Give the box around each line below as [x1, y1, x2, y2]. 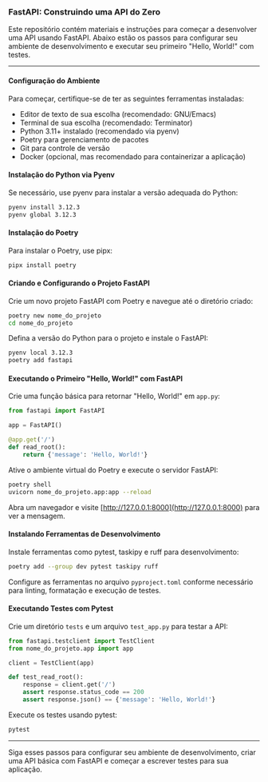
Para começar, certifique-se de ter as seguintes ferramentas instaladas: [8, 94, 245, 103]
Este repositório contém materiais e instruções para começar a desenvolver [8, 25, 258, 34]
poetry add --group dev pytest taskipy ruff [8, 562, 159, 570]
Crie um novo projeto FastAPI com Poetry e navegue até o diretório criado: [8, 296, 254, 305]
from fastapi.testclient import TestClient [8, 636, 156, 645]
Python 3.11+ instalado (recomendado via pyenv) [19, 126, 179, 136]
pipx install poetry [8, 261, 77, 269]
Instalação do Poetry [8, 228, 79, 237]
